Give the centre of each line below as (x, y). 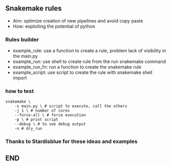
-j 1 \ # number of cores (42, 111)
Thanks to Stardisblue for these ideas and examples (71, 141)
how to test (20, 91)
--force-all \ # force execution (50, 115)
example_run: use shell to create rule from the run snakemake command (89, 61)
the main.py (25, 56)
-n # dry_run (28, 129)
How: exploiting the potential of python (54, 26)
